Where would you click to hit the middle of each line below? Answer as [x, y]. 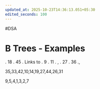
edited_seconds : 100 [26, 14]
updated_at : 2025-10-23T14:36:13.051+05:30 [50, 10]
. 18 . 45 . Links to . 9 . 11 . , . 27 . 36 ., [43, 62]
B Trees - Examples [45, 48]
